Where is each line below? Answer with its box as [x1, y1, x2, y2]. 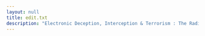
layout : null [6, 9, 40, 15]
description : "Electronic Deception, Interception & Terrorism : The [6, 20, 187, 26]
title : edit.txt [6, 15, 48, 21]
